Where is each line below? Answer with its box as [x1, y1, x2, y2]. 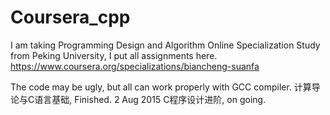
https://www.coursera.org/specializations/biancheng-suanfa [10, 60, 260, 72]
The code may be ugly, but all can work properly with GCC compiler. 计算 [10, 81, 312, 93]
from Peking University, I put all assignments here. [10, 49, 218, 61]
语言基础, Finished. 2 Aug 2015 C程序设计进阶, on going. [34, 93, 267, 105]
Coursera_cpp [10, 6, 131, 29]
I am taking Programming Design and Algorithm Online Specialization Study [10, 39, 321, 51]
